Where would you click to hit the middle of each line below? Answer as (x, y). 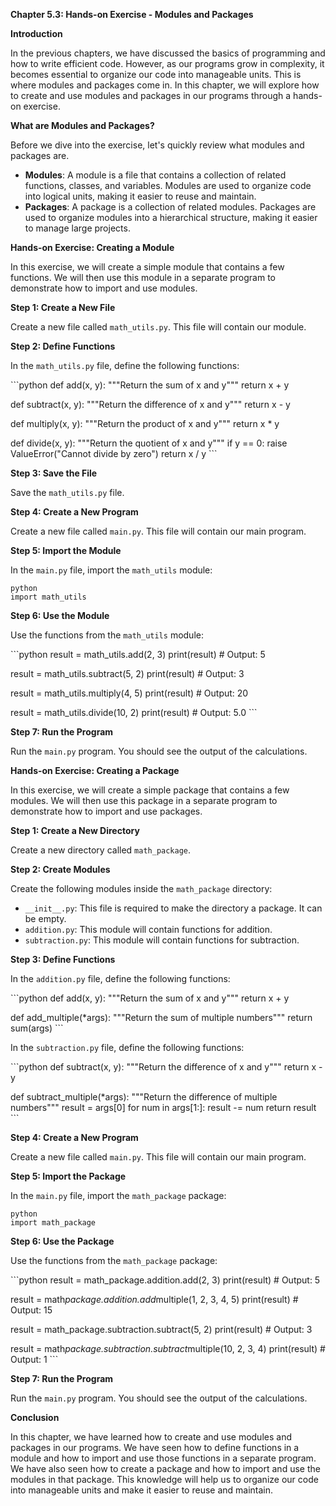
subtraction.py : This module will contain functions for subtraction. (162, 940)
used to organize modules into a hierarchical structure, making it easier (171, 217)
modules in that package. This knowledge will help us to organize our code (164, 1479)
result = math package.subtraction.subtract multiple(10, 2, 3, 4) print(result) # (168, 1348)
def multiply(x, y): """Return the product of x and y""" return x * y (145, 423)
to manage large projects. (77, 228)
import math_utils (48, 597)
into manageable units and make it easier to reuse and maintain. (142, 1490)
